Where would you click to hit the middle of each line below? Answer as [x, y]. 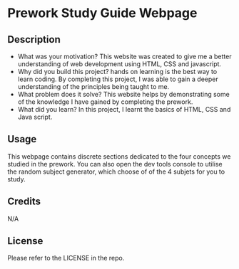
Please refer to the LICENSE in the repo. [66, 258]
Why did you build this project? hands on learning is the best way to [117, 72]
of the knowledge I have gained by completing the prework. [105, 102]
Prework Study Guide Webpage [102, 13]
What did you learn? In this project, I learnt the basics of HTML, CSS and [124, 109]
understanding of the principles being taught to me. [93, 86]
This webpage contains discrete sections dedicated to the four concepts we [119, 156]
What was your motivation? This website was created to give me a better [124, 56]
